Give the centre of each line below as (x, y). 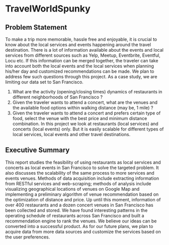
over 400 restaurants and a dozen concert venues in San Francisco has (79, 205)
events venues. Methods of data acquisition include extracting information (82, 178)
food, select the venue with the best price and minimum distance (80, 118)
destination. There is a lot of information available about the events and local (84, 50)
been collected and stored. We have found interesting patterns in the (76, 210)
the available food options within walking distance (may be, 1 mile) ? (83, 108)
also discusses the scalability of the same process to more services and (80, 173)
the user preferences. (28, 237)
